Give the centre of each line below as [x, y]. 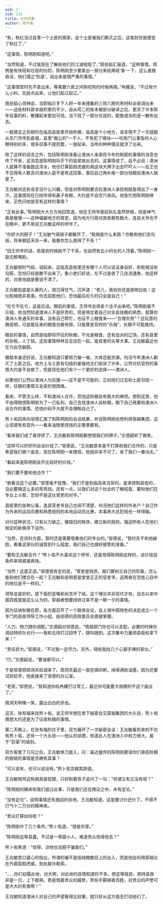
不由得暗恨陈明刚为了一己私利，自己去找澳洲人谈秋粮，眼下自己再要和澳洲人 [81, 403]
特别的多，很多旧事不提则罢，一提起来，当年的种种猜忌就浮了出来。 [77, 144]
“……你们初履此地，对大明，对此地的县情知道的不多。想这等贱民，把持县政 [80, 874]
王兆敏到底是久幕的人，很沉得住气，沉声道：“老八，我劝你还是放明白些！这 [81, 290]
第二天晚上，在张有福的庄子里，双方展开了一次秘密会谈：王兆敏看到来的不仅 [81, 730]
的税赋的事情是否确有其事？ [33, 758]
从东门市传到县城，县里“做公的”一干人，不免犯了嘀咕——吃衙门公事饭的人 [79, 138]
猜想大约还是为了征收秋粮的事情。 [39, 719]
